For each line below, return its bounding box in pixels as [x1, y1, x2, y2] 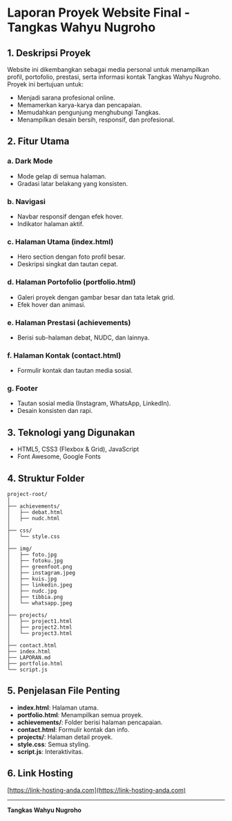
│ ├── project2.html [7, 624, 72, 631]
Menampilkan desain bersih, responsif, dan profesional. [17, 116, 175, 124]
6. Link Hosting [7, 768, 74, 780]
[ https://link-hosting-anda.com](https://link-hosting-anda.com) [7, 786, 186, 794]
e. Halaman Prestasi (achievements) [7, 317, 131, 327]
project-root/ [7, 491, 48, 498]
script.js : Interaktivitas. [17, 747, 84, 755]
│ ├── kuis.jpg [7, 575, 57, 582]
